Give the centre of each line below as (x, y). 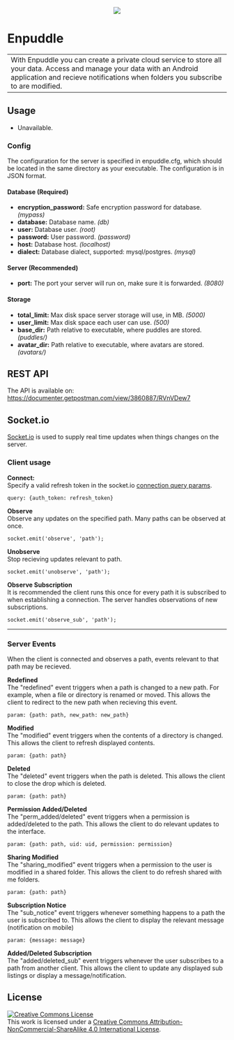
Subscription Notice (37, 905)
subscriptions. (28, 607)
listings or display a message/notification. (67, 975)
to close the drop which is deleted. (57, 783)
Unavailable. (35, 127)
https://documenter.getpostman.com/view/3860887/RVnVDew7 (99, 398)
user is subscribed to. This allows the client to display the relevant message (116, 920)
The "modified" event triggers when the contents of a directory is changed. (115, 735)
